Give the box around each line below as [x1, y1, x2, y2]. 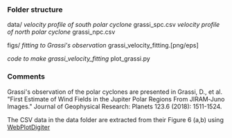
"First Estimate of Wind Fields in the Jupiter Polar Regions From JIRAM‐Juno [7, 95, 225, 103]
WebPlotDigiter [7, 123, 51, 131]
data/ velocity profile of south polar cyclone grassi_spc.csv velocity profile [7, 21, 220, 29]
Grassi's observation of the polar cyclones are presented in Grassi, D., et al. [7, 88, 223, 96]
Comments [7, 72, 45, 81]
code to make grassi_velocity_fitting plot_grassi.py [7, 55, 150, 63]
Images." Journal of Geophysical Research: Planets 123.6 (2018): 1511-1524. [7, 102, 222, 110]
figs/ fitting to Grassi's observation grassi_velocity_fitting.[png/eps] [7, 41, 199, 50]
